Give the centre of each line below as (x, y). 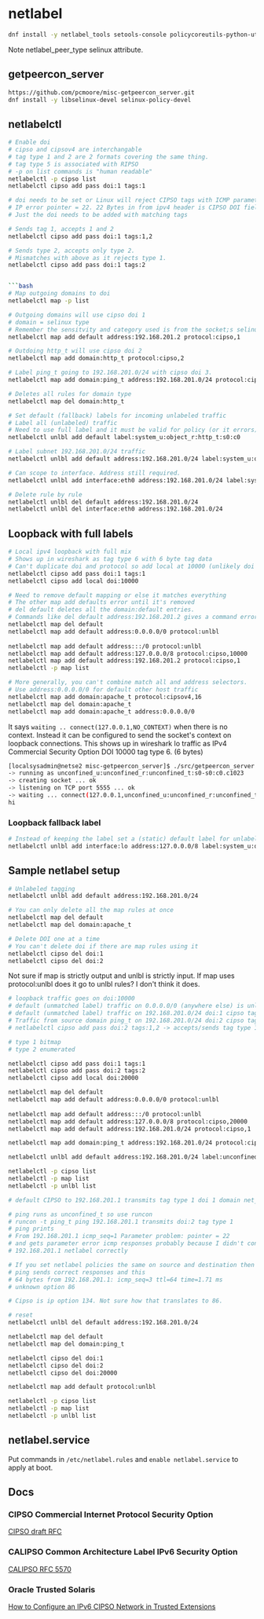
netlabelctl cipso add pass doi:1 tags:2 (77, 265)
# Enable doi (29, 142)
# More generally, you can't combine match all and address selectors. (128, 683)
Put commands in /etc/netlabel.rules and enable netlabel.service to (123, 1459)
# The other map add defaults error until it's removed (101, 603)
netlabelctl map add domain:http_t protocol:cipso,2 (96, 358)
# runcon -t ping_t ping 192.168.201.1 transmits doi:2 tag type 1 (121, 1222)
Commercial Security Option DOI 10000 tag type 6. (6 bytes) (106, 752)
